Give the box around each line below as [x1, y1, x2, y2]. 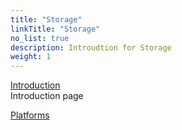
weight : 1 [10, 52, 52, 62]
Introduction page [10, 90, 84, 102]
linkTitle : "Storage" [10, 24, 101, 34]
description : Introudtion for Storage [10, 42, 172, 53]
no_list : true [10, 33, 70, 43]
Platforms [10, 109, 50, 121]
